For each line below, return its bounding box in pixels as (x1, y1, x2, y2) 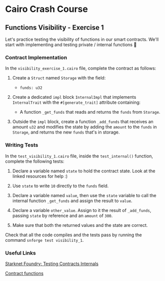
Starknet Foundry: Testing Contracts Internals (5, 261, 98, 267)
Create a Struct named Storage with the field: (12, 75, 106, 81)
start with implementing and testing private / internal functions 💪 (5, 42, 137, 48)
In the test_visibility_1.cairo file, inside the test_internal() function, (5, 153, 153, 159)
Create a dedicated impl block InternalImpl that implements (12, 94, 137, 100)
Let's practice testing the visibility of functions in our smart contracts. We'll (5, 36, 159, 42)
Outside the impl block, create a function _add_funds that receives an (12, 119, 154, 125)
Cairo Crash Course (5, 3, 88, 15)
